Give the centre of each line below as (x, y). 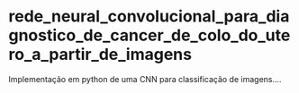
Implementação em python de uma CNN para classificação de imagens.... (145, 79)
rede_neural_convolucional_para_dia (149, 17)
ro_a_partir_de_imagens (100, 55)
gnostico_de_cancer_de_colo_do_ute (149, 35)
